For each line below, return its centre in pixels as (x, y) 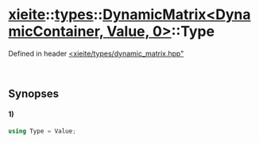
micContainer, (56, 31)
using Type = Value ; (43, 131)
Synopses (34, 94)
